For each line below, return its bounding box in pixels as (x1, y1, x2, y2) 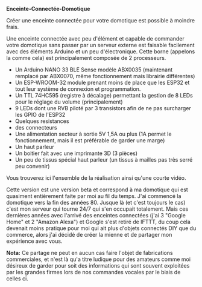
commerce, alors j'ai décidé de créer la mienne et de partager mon (6, 231, 172, 238)
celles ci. (6, 275, 28, 282)
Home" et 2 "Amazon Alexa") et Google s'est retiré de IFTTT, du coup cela (6, 218, 191, 225)
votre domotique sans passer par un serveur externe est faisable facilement (6, 42, 195, 48)
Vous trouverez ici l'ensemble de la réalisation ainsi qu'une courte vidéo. (6, 174, 186, 181)
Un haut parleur (14, 143, 54, 150)
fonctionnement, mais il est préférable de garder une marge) (14, 137, 165, 144)
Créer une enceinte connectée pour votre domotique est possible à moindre (6, 17, 195, 24)
